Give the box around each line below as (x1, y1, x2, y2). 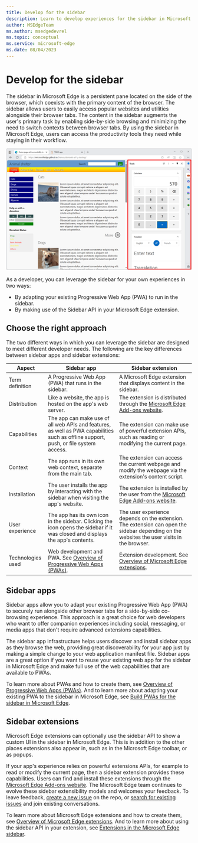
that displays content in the (118, 379, 185, 386)
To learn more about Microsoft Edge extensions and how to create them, (6, 812, 182, 819)
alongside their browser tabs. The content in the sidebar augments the (6, 111, 177, 118)
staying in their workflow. (6, 136, 67, 144)
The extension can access (118, 454, 183, 461)
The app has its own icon (48, 512, 109, 519)
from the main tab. (48, 470, 93, 477)
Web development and (48, 548, 103, 555)
